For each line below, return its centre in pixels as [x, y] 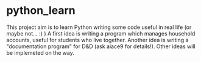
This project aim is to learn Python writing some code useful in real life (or [99, 27]
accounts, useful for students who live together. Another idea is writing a [97, 40]
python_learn [41, 11]
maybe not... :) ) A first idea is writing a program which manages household [101, 33]
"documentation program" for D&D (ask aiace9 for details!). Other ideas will [101, 46]
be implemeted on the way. [40, 52]
